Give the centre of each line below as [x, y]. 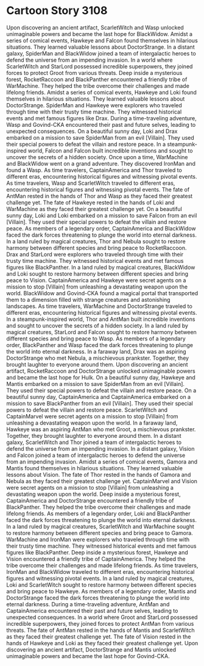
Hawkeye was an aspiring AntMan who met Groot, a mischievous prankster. [101, 429]
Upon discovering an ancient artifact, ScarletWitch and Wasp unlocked [95, 27]
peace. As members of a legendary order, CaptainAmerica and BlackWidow [101, 228]
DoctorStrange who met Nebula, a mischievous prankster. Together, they [98, 358]
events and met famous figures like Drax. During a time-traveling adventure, [101, 118]
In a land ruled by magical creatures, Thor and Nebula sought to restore [96, 241]
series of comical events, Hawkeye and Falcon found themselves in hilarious [102, 40]
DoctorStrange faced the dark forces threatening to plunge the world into [98, 598]
